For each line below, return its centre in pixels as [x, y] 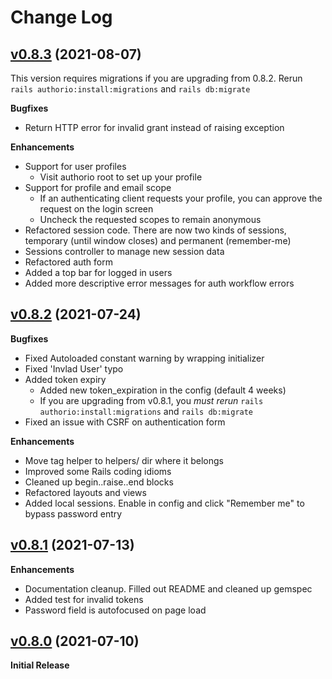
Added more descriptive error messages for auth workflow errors [159, 283]
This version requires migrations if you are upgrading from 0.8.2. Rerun [156, 78]
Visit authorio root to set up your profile [121, 177]
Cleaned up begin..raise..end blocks [99, 482]
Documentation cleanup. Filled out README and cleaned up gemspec [168, 588]
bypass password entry [73, 513]
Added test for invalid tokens [84, 599]
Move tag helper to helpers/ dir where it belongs [124, 460]
